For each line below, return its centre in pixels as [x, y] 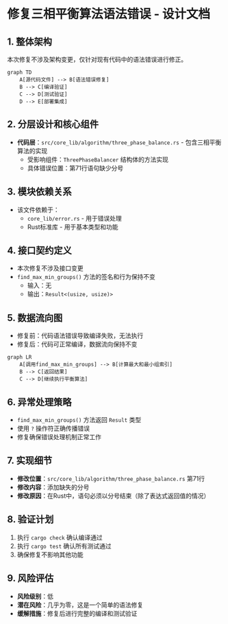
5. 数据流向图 [35, 318]
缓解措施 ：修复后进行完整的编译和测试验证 [77, 613]
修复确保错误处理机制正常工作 [59, 437]
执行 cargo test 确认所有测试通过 [64, 546]
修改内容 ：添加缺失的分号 [53, 487]
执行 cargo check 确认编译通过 [60, 537]
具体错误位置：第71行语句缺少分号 [75, 168]
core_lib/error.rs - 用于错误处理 [74, 218]
